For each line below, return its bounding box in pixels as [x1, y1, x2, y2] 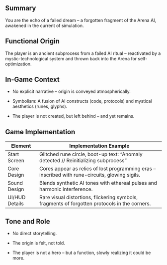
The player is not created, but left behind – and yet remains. [12, 113, 135, 119]
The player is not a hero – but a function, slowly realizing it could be [12, 250, 151, 256]
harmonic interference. [39, 186, 93, 193]
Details [7, 200, 24, 207]
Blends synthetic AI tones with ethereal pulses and [39, 180, 158, 187]
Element [11, 142, 31, 149]
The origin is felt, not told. [12, 240, 66, 246]
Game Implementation [5, 127, 76, 136]
